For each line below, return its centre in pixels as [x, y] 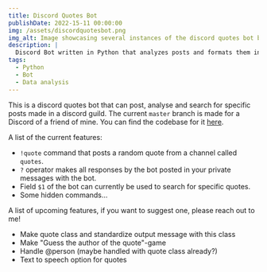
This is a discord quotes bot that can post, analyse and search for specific [130, 105]
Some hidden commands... [64, 195]
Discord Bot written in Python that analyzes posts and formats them [133, 52]
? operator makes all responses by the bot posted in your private [126, 169]
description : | [33, 45]
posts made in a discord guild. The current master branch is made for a [124, 113]
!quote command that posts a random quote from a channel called [128, 153]
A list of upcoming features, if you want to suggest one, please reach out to [132, 210]
